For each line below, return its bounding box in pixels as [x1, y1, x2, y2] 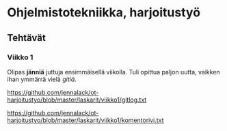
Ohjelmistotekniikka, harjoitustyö [7, 5, 200, 20]
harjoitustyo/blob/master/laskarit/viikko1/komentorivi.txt [7, 116, 164, 124]
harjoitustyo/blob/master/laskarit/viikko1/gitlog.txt [7, 96, 147, 104]
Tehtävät [7, 32, 46, 44]
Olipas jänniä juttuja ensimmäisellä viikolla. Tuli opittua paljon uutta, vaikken [7, 68, 220, 76]
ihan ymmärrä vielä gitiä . [7, 75, 77, 83]
